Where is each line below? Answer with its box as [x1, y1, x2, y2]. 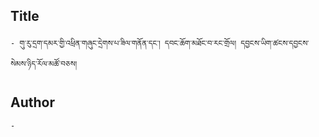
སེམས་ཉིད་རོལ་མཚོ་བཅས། [10, 59, 78, 69]
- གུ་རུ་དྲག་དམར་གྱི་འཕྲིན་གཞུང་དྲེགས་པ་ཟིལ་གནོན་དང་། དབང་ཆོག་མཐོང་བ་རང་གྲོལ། [10, 38, 237, 48]
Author [10, 94, 55, 111]
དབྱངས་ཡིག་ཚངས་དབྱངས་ [240, 38, 310, 48]
